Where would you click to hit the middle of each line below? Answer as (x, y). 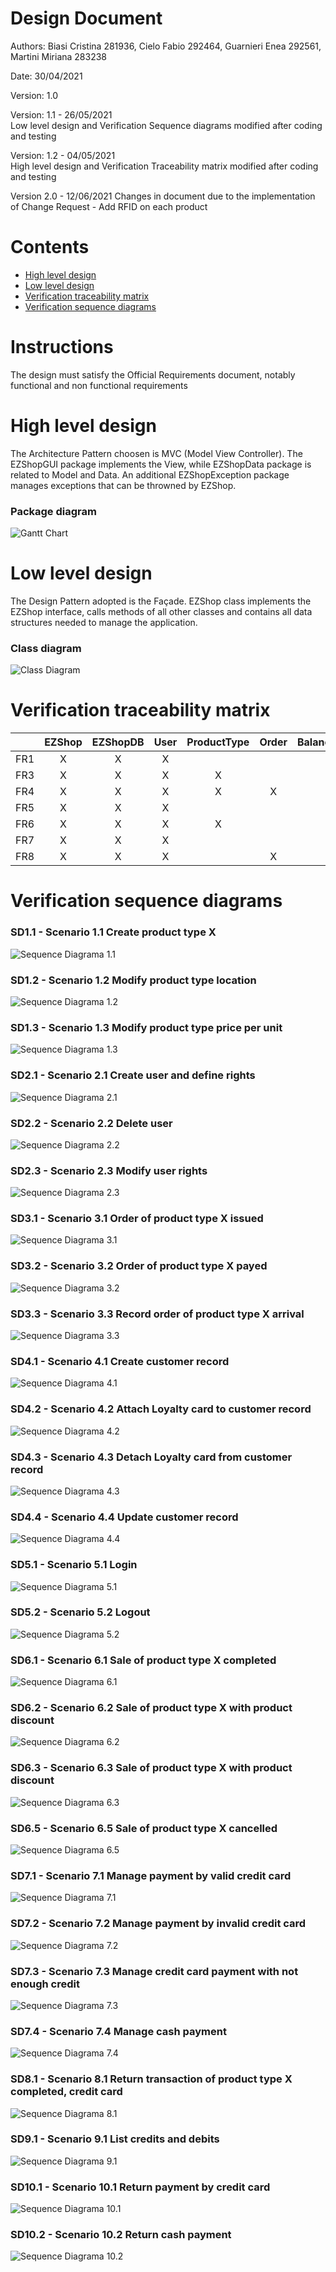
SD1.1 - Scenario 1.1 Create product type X (113, 932)
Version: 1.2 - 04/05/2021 (63, 155)
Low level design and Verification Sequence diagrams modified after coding (166, 125)
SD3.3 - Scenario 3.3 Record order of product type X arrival (157, 1314)
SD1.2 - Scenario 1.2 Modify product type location (133, 980)
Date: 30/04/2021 (46, 76)
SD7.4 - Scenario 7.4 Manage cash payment (118, 2031)
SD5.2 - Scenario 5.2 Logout (80, 1612)
